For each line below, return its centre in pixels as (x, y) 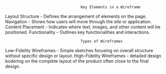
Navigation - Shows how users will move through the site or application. (79, 22)
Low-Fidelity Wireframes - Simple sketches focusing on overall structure (79, 50)
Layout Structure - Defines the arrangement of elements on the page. (76, 16)
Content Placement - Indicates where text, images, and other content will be (83, 27)
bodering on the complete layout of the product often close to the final (77, 61)
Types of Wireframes (102, 41)
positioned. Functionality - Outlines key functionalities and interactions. (78, 32)
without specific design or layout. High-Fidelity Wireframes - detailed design (83, 56)
